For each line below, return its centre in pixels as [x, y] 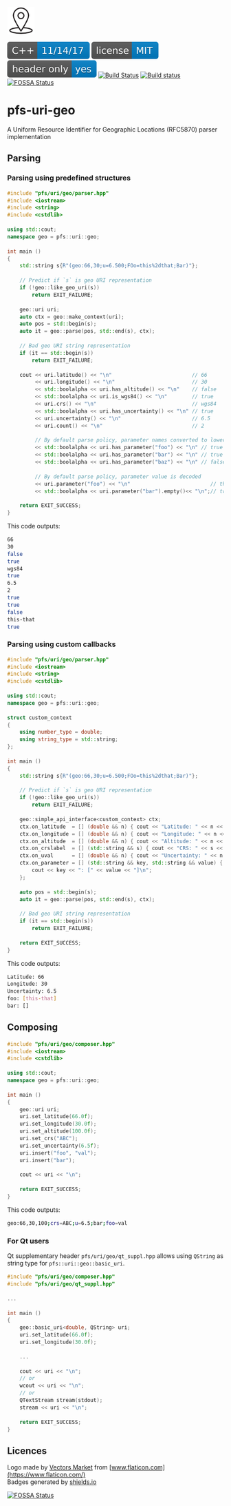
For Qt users [28, 1241]
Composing [33, 1028]
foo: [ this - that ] [32, 999]
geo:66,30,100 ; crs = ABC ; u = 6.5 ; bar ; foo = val [67, 1223]
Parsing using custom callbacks [62, 644]
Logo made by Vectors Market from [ [59, 1467]
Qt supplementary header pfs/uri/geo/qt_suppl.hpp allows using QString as [115, 1256]
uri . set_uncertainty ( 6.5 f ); [59, 1146]
